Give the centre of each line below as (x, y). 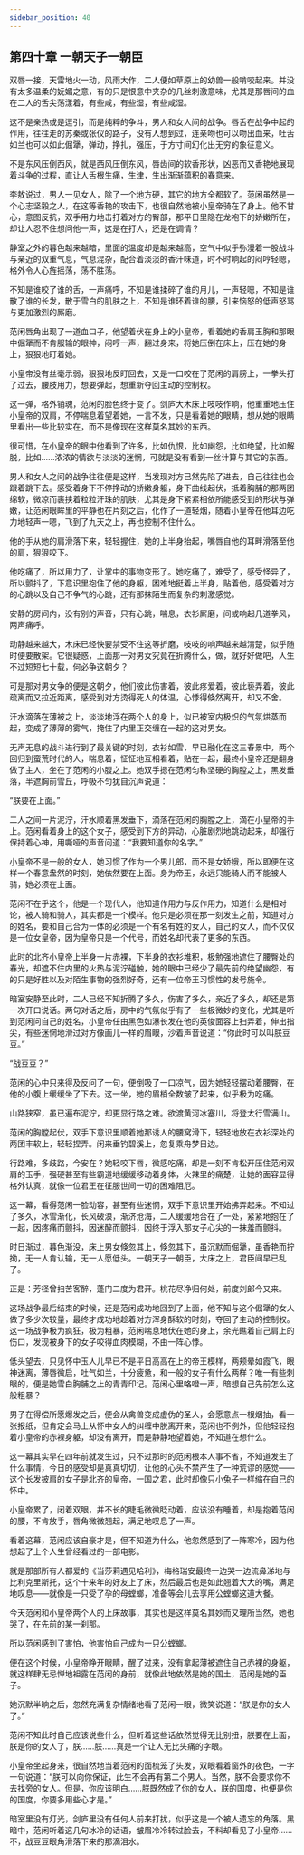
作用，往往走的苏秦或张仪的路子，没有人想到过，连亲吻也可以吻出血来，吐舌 (152, 133)
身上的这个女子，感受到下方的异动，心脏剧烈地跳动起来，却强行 (176, 831)
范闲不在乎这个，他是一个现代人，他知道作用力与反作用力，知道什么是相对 (148, 903)
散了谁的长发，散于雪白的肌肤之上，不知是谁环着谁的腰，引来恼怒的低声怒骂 (152, 301)
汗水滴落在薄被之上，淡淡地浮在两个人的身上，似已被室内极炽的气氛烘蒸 (144, 717)
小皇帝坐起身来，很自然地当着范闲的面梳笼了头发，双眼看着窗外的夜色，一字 (152, 1766)
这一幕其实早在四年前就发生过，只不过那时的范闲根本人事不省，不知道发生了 (152, 1456)
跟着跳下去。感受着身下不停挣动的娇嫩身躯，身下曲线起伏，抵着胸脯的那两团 (152, 488)
